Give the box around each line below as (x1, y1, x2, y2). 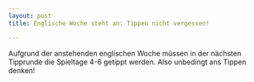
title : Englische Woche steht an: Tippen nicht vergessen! (8, 19, 210, 27)
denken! (8, 65, 35, 75)
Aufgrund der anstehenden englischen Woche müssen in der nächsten (8, 48, 242, 58)
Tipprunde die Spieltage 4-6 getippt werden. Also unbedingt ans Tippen (8, 57, 247, 67)
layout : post (8, 11, 52, 20)
